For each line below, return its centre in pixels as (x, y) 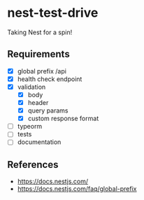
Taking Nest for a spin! (40, 32)
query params (48, 110)
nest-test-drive (53, 13)
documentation (39, 142)
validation (31, 87)
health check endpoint (50, 79)
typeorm (30, 127)
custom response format (63, 119)
